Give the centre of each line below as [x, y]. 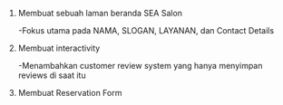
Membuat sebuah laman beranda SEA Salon [100, 13]
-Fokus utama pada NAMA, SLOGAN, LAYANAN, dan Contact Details [146, 30]
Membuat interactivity [59, 48]
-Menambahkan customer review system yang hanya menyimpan [140, 66]
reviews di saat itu [52, 75]
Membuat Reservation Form [70, 93]
